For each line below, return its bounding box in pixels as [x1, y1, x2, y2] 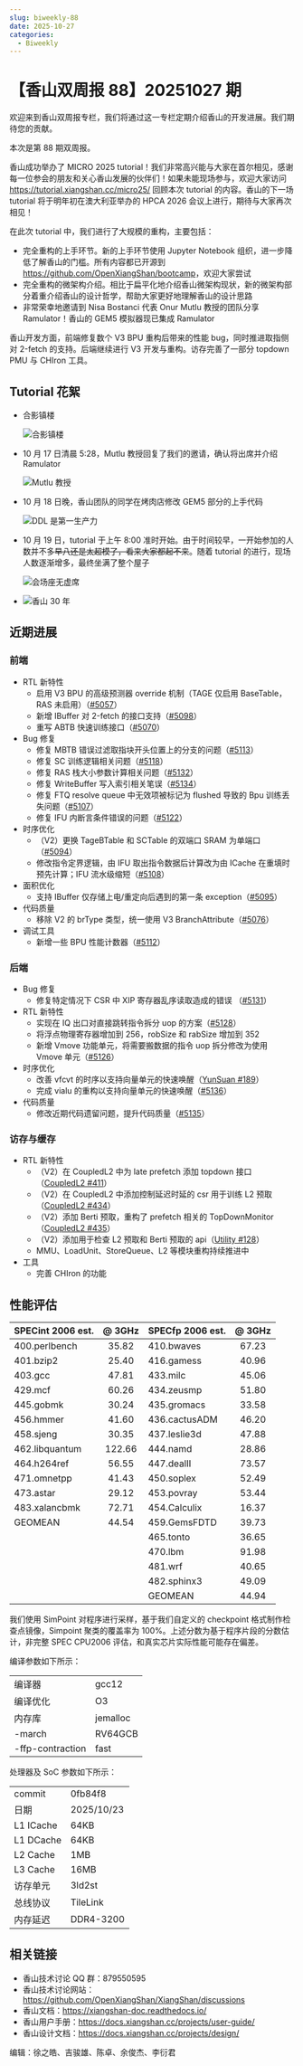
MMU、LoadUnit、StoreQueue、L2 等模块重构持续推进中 [35, 1246, 250, 1256]
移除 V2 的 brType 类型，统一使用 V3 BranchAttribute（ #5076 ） [35, 914, 274, 924]
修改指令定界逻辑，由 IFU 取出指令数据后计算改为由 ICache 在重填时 [35, 857, 291, 868]
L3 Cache [14, 1863, 56, 1876]
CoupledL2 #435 [43, 1223, 108, 1234]
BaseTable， [240, 687, 288, 698]
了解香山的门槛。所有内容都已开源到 [30, 257, 166, 268]
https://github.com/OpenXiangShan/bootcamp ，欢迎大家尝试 [22, 268, 251, 279]
